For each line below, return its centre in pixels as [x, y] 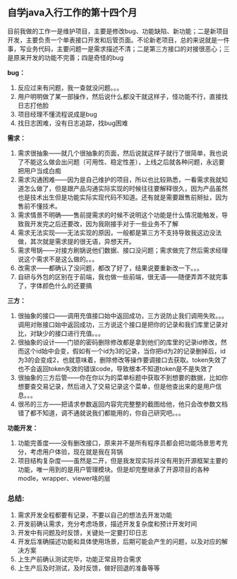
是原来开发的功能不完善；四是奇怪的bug [66, 57]
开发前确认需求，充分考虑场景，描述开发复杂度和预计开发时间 [107, 524]
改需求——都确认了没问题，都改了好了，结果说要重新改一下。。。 [110, 268]
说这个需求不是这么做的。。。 [58, 259]
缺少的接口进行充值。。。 [70, 333]
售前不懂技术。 [39, 206]
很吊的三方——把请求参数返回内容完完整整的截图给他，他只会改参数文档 [122, 404]
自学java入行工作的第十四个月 [72, 13]
